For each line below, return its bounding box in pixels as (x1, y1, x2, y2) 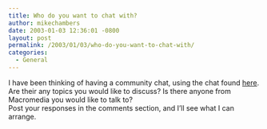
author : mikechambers (8, 19, 81, 27)
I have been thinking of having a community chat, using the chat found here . (8, 77, 260, 88)
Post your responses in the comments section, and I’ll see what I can (8, 103, 234, 112)
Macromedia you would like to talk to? (8, 95, 133, 104)
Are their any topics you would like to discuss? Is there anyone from (8, 86, 232, 96)
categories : (8, 49, 48, 57)
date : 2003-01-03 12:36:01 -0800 (8, 26, 120, 34)
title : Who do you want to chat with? (8, 11, 137, 20)
